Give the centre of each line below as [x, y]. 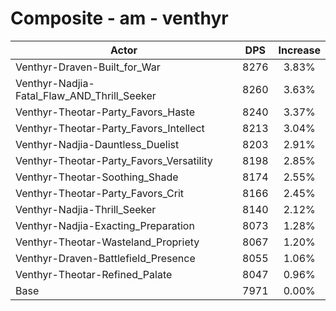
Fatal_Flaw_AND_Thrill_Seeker [86, 95]
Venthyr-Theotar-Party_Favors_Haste [105, 112]
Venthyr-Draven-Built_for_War [88, 67]
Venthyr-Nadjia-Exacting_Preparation [105, 225]
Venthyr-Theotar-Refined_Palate [94, 274]
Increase [299, 50]
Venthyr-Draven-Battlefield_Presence [105, 258]
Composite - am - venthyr [119, 18]
